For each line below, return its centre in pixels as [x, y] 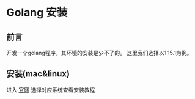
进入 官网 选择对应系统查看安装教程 [51, 90]
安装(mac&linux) [38, 74]
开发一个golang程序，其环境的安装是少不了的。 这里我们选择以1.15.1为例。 [99, 53]
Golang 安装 [37, 13]
